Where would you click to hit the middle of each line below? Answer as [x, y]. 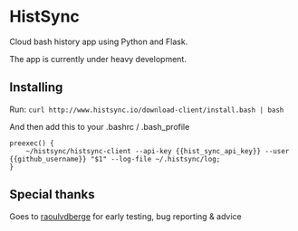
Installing [36, 88]
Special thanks [52, 194]
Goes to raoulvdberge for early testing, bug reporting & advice [125, 216]
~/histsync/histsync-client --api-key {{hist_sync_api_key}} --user [158, 151]
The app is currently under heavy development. [98, 59]
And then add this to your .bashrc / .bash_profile [100, 126]
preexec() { [32, 143]
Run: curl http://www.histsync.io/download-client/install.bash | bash [147, 109]
